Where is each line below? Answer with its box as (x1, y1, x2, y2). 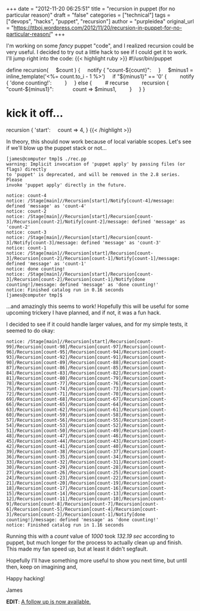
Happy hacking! (6, 574, 45, 582)
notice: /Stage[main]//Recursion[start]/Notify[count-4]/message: (6, 198, 175, 204)
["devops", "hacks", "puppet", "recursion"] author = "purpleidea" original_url (6, 18, 194, 25)
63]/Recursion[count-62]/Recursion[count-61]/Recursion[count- (6, 407, 167, 413)
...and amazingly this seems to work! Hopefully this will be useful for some (6, 303, 189, 310)
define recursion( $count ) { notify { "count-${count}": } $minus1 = (6, 66, 194, 74)
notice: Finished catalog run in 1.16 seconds (6, 522, 124, 528)
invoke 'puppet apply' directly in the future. (6, 182, 127, 188)
